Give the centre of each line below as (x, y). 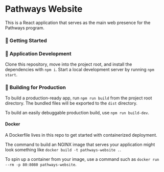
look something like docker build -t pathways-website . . (63, 149)
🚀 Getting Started (26, 40)
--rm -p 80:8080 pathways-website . (41, 164)
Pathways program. (25, 27)
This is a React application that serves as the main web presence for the (78, 23)
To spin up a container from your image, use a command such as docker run (82, 159)
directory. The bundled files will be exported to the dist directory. (71, 103)
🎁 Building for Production (35, 88)
